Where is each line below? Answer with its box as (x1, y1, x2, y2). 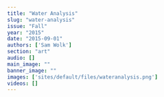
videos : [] (7, 80, 38, 87)
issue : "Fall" (7, 23, 48, 29)
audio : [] (7, 55, 36, 61)
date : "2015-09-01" (7, 36, 63, 42)
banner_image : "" (7, 67, 57, 74)
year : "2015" (7, 29, 45, 36)
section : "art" (7, 48, 51, 55)
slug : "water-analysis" (7, 16, 75, 23)
